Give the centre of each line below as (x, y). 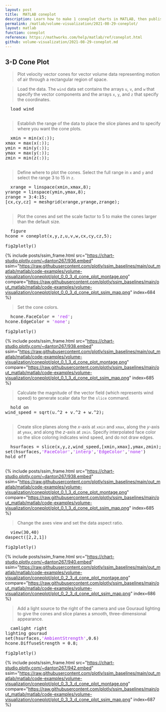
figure (18, 231)
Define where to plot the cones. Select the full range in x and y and (85, 172)
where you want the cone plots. (49, 128)
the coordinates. (34, 99)
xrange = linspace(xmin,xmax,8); (51, 187)
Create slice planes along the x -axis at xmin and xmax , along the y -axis (88, 426)
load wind (22, 109)
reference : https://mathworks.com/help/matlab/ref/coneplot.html (74, 38)
